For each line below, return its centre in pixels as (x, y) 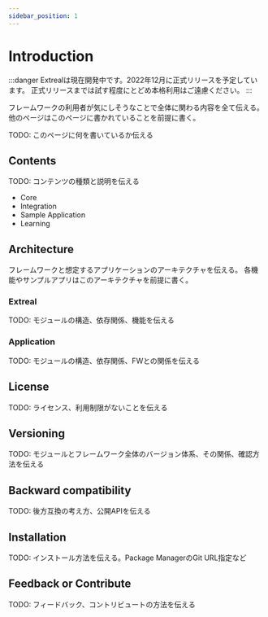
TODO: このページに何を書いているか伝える (81, 134)
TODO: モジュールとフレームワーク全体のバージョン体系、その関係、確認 (131, 454)
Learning (35, 224)
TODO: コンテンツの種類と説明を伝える (74, 182)
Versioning (37, 433)
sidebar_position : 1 (43, 16)
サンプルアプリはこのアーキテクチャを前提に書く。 (108, 280)
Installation (37, 537)
